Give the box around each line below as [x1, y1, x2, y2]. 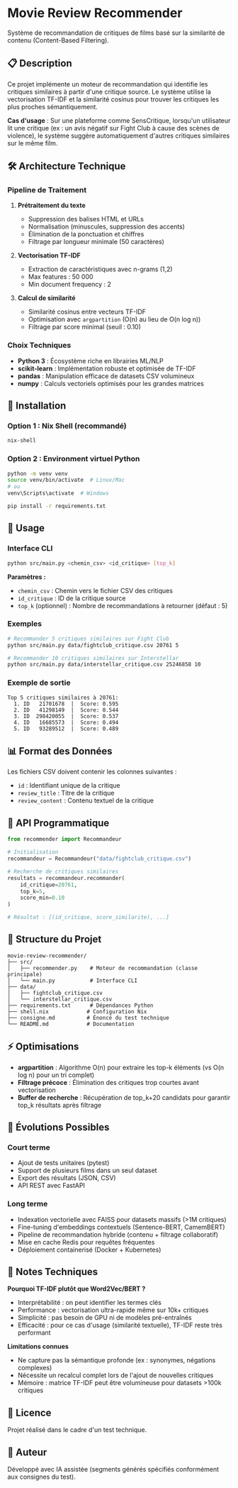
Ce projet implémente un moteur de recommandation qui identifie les [7, 79, 208, 88]
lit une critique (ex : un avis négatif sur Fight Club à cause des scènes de [7, 123, 220, 132]
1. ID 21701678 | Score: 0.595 [13, 700, 119, 707]
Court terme [7, 1142, 51, 1152]
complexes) [17, 1364, 52, 1372]
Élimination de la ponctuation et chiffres [28, 230, 144, 238]
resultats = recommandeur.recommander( [7, 874, 125, 881]
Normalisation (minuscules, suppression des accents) [28, 222, 186, 231]
